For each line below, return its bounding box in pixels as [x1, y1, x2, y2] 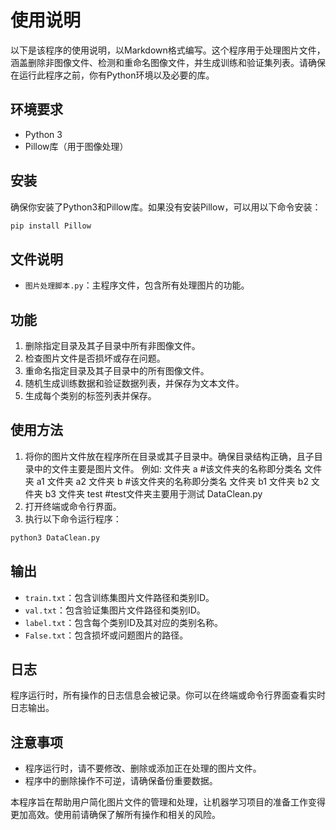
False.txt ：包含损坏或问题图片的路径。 [24, 629, 189, 641]
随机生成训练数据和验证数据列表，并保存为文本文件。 [24, 377, 245, 390]
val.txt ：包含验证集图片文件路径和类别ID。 [24, 604, 206, 616]
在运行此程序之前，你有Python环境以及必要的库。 [10, 69, 215, 81]
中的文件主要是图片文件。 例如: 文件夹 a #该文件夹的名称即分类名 [33, 462, 303, 475]
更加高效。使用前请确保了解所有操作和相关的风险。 [10, 809, 221, 821]
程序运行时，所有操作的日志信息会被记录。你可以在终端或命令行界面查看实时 [10, 689, 326, 701]
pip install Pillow [10, 221, 92, 231]
